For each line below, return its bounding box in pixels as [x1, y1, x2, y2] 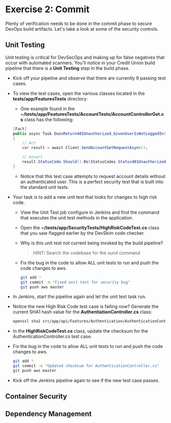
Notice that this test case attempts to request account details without [20, 173, 166, 179]
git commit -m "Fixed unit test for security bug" [20, 280, 131, 285]
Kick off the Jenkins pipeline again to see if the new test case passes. [12, 377, 160, 383]
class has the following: [24, 116, 74, 122]
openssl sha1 [12, 319, 41, 324]
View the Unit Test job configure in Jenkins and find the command [20, 209, 160, 215]
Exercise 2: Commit [5, 4, 90, 15]
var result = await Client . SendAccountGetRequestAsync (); [22, 145, 148, 151]
